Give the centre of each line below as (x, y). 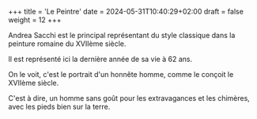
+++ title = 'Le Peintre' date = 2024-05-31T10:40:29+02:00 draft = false (126, 12)
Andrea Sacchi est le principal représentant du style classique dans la (122, 35)
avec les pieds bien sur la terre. (59, 107)
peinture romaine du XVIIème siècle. (67, 44)
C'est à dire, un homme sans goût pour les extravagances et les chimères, (129, 98)
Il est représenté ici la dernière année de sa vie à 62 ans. (100, 59)
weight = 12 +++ (35, 20)
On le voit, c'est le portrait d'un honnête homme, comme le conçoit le (121, 74)
